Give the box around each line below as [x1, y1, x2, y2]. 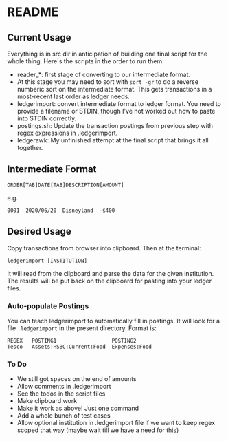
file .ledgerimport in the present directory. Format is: [7, 324, 157, 332]
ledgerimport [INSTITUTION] [7, 257, 88, 264]
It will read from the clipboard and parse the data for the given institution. [7, 269, 214, 277]
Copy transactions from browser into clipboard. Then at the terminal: [7, 244, 201, 252]
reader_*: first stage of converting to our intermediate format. [16, 70, 191, 78]
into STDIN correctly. [16, 114, 77, 122]
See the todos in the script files [16, 389, 106, 398]
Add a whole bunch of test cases [16, 411, 111, 420]
